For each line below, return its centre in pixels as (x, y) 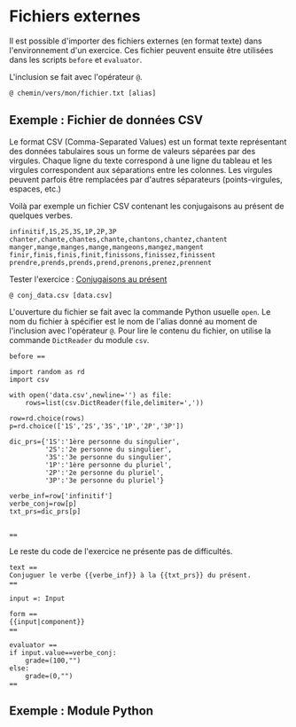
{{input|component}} (47, 621)
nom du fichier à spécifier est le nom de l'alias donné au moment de (133, 321)
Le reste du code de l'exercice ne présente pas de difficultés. (121, 551)
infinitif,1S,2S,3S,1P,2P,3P (63, 231)
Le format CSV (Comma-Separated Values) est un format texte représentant (148, 141)
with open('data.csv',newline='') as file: (91, 395)
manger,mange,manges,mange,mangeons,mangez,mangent (106, 247)
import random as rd (47, 371)
